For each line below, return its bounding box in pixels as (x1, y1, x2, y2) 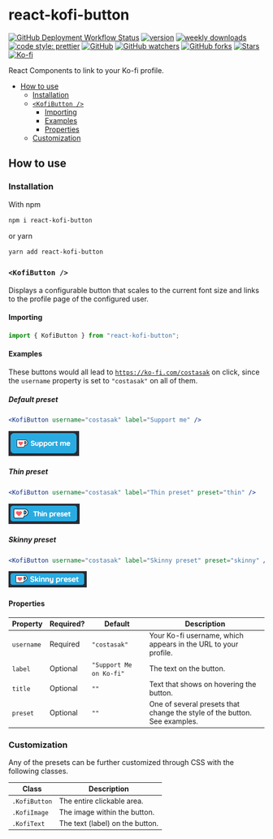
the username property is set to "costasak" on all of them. (8, 375, 198, 385)
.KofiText (11, 820, 45, 828)
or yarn (8, 231, 33, 240)
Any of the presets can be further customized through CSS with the (8, 757, 234, 767)
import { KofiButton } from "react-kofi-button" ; (8, 331, 180, 339)
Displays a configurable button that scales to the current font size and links (8, 285, 260, 295)
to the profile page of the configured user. (8, 294, 149, 304)
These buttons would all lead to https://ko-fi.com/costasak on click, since (8, 367, 260, 377)
